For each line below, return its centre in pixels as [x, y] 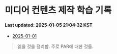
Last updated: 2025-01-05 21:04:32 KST [49, 25]
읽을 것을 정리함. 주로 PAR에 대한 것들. [55, 46]
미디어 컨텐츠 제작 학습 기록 [58, 10]
